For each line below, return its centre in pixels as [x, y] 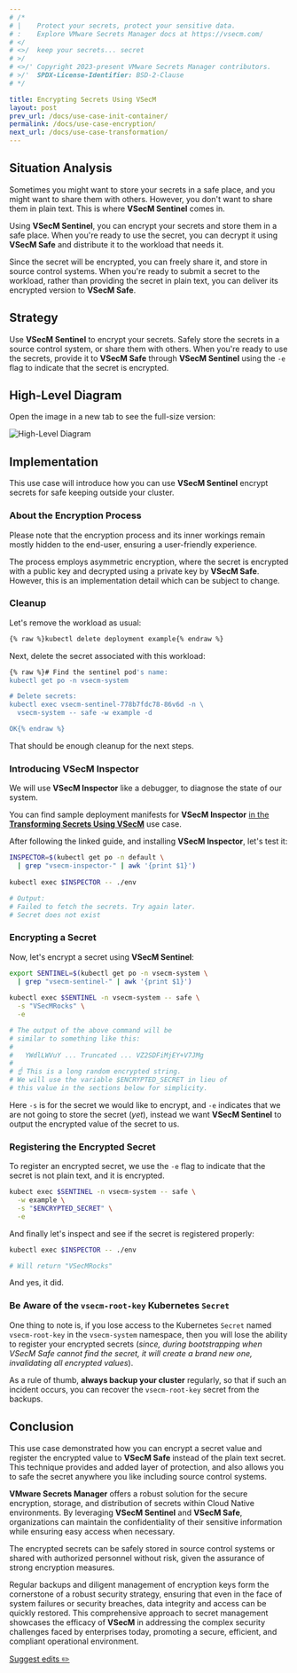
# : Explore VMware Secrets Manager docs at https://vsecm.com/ [137, 34]
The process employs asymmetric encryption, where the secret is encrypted [149, 562]
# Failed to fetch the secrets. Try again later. [103, 907]
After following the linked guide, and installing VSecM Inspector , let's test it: [148, 841]
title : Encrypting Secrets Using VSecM [83, 99]
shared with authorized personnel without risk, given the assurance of [137, 1558]
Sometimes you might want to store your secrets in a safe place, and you [142, 189]
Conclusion [42, 1427]
